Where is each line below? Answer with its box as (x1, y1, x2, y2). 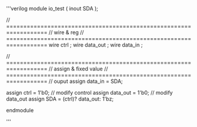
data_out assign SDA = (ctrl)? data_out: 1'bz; (6, 95, 114, 102)
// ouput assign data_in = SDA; (49, 78, 123, 85)
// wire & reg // (49, 29, 84, 36)
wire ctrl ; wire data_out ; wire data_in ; (49, 41, 143, 48)
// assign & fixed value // (49, 65, 108, 72)
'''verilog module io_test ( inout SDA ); (6, 5, 99, 12)
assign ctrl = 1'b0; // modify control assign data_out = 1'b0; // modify (6, 89, 173, 96)
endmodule (6, 107, 34, 113)
